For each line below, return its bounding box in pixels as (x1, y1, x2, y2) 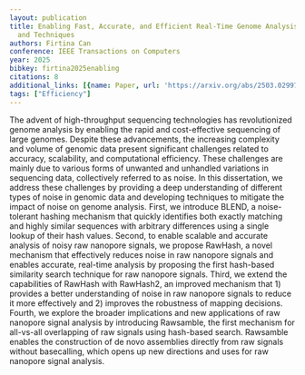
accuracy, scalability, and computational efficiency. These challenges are (9, 153, 283, 163)
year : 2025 (9, 55, 51, 64)
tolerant (9, 211, 39, 222)
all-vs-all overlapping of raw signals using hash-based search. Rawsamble (9, 326, 289, 337)
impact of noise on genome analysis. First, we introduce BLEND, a (9, 201, 256, 212)
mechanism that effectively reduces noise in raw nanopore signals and (9, 249, 274, 260)
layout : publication (9, 13, 88, 23)
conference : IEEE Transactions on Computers (9, 47, 181, 56)
